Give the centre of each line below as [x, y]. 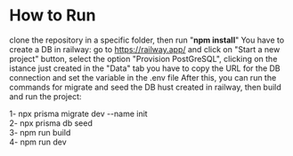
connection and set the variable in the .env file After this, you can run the [143, 77]
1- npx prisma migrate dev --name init [79, 113]
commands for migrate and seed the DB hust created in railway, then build [146, 87]
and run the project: [45, 96]
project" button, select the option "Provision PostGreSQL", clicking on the [143, 58]
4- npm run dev [38, 142]
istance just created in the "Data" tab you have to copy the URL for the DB [145, 68]
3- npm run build [40, 132]
